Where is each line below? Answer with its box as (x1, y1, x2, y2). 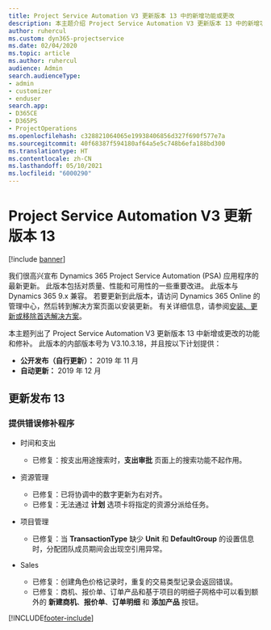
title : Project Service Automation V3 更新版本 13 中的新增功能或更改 (8, 11, 236, 20)
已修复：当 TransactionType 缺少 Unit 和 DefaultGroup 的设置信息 (31, 534, 255, 544)
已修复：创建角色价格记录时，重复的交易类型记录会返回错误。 (31, 577, 238, 586)
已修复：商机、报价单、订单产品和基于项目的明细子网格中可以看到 (31, 586, 252, 596)
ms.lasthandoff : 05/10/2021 (8, 162, 103, 170)
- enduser (8, 94, 42, 103)
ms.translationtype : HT (8, 147, 89, 155)
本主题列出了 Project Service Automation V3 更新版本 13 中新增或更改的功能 (8, 328, 261, 338)
